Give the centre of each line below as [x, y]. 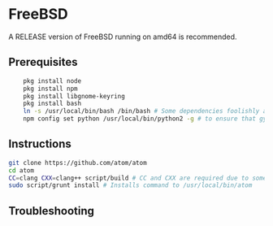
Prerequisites [43, 62]
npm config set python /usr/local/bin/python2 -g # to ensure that [139, 119]
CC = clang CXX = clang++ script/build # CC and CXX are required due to [129, 178]
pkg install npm [51, 89]
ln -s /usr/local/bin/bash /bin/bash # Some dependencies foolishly [141, 111]
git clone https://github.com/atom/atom [78, 163]
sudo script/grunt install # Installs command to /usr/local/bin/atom [130, 185]
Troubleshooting [52, 211]
